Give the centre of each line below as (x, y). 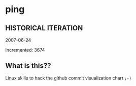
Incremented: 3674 (25, 50)
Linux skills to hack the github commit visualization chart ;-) (69, 78)
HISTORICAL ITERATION (44, 28)
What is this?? (28, 66)
